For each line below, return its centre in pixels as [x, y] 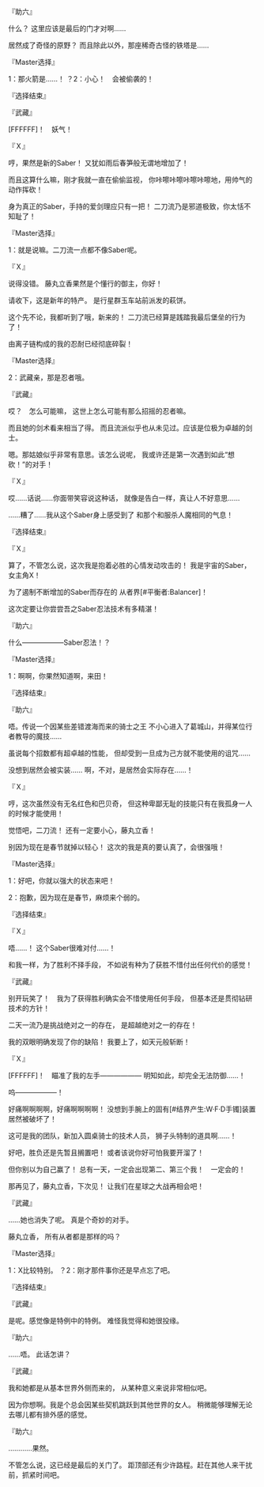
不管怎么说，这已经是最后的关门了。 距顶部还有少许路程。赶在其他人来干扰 [130, 1465]
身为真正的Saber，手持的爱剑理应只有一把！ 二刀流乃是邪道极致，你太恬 [126, 206]
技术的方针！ [29, 1008]
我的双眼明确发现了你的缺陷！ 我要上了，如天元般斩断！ [99, 1042]
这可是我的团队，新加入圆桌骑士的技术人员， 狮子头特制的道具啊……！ [123, 1136]
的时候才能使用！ [36, 813]
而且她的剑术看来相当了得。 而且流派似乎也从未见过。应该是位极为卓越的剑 [130, 428]
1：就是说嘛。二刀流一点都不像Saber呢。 [75, 250]
